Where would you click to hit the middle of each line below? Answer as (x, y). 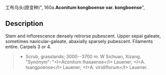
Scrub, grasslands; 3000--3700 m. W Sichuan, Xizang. (83, 56)
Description (24, 24)
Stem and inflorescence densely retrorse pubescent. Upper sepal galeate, (83, 36)
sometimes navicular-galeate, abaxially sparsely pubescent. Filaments (79, 41)
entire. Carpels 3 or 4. (28, 47)
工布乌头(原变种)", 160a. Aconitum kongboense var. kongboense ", (75, 7)
